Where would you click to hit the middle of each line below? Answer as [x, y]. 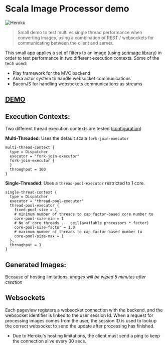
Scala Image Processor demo [67, 9]
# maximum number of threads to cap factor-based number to [78, 232]
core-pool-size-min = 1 [39, 219]
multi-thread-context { [30, 148]
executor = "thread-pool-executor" [47, 201]
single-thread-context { [31, 193]
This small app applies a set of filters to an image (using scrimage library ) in [83, 53]
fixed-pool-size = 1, [37, 210]
